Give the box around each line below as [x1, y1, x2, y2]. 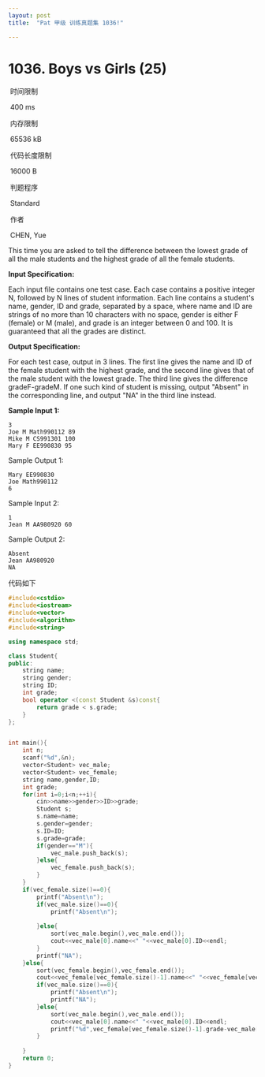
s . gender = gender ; [36, 820, 93, 828]
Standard [9, 199, 40, 208]
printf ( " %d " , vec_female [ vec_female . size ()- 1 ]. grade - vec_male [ [50, 1025, 259, 1033]
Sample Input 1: [8, 406, 60, 416]
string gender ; [22, 674, 73, 682]
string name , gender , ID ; [22, 776, 101, 784]
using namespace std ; [8, 638, 80, 646]
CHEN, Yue [9, 230, 47, 240]
